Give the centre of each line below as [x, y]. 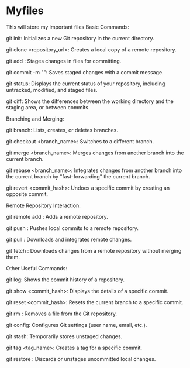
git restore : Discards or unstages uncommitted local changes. [81, 359]
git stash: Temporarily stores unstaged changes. [64, 336]
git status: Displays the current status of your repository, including [86, 84]
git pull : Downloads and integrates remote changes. [69, 239]
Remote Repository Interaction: [43, 205]
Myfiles [25, 11]
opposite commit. [27, 194]
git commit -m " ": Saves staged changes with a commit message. [85, 72]
